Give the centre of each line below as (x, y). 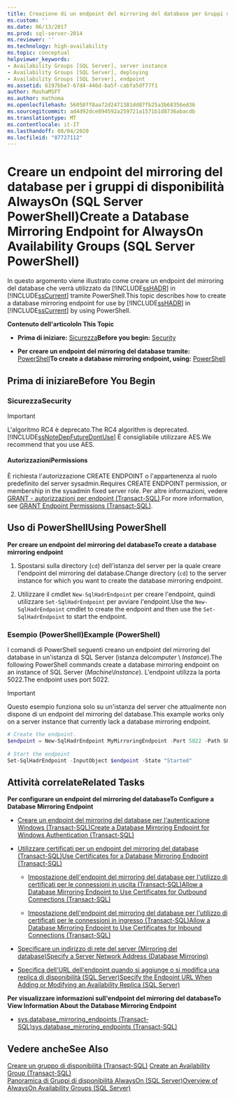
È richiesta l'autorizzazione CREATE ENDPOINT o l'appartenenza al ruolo (112, 476)
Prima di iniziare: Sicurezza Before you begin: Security (97, 338)
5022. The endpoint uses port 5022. (58, 679)
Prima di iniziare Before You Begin (81, 381)
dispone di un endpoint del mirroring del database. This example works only (116, 714)
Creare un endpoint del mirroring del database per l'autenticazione (113, 820)
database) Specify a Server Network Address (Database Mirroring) (113, 956)
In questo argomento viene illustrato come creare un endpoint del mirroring (115, 281)
